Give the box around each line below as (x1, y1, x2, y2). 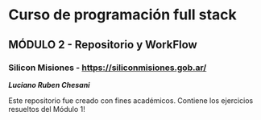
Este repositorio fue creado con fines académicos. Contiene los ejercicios (8, 95, 254, 106)
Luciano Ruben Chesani (8, 80, 90, 89)
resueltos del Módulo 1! (8, 104, 86, 114)
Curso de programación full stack (8, 6, 238, 24)
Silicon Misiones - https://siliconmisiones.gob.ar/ (8, 62, 207, 73)
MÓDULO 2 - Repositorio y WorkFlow (8, 38, 197, 52)
